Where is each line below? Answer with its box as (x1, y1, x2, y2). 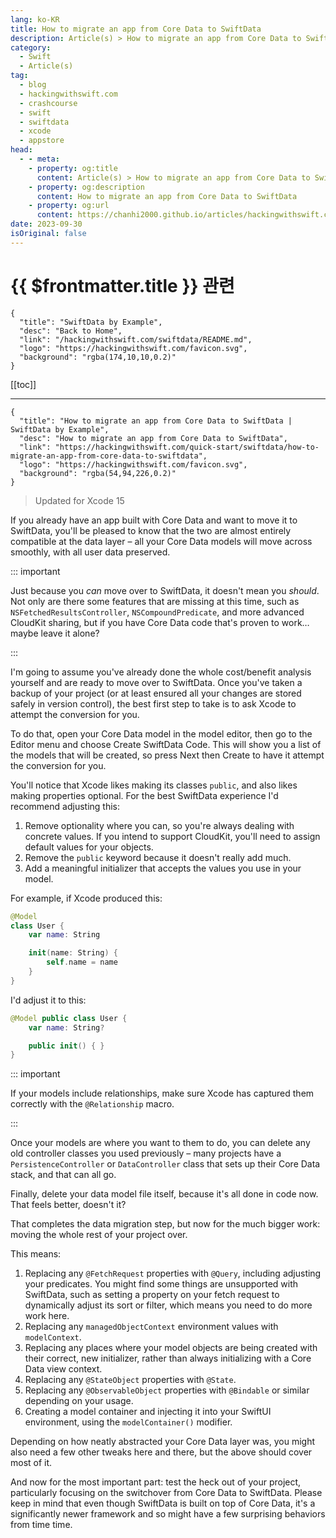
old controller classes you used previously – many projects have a (10, 1147, 282, 1160)
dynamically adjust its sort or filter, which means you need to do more (24, 1299, 313, 1311)
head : (10, 145, 33, 155)
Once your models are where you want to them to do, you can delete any (10, 1137, 311, 1149)
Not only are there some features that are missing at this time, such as (10, 595, 300, 607)
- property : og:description (28, 182, 145, 192)
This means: (10, 1248, 62, 1260)
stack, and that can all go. (10, 1169, 117, 1181)
